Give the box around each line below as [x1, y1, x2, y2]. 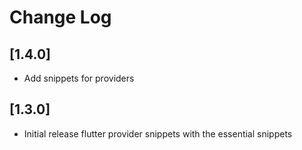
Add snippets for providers [23, 72, 135, 84]
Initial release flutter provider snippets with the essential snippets [23, 127, 293, 140]
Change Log [9, 6, 112, 29]
